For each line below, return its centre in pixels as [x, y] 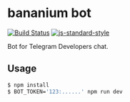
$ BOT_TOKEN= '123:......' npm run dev [65, 91]
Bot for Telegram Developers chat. [58, 46]
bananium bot [49, 13]
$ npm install [29, 85]
